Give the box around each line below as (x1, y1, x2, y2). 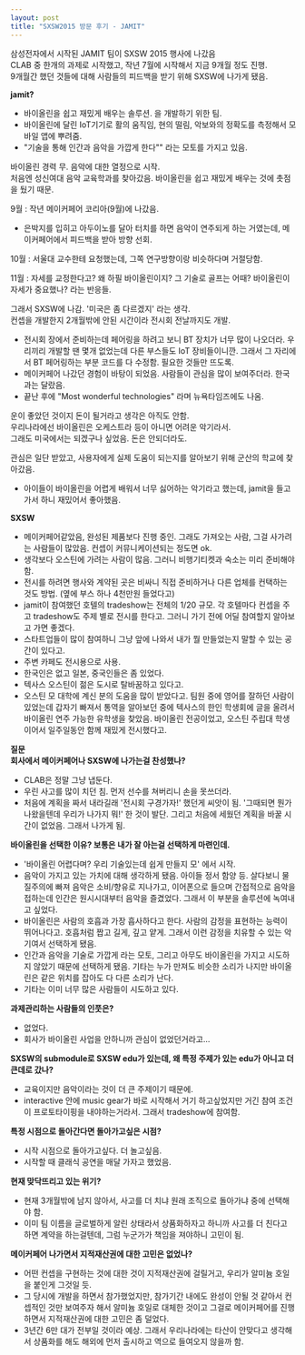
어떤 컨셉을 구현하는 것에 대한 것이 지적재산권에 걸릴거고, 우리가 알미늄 (23, 1268, 273, 1279)
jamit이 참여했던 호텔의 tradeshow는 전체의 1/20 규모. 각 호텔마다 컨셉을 (23, 599, 280, 610)
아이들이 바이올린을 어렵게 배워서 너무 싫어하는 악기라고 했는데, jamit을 (23, 483, 275, 494)
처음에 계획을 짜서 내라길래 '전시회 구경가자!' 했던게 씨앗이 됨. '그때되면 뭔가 (23, 797, 292, 808)
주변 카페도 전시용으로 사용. (23, 656, 122, 667)
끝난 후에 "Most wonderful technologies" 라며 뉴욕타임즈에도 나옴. (23, 390, 264, 401)
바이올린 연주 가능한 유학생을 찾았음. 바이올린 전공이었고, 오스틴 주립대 (23, 713, 273, 724)
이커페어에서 (23, 234, 69, 245)
